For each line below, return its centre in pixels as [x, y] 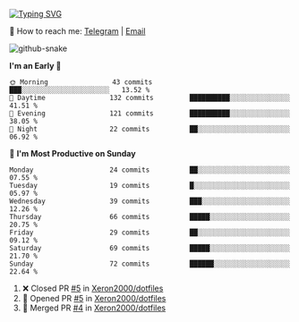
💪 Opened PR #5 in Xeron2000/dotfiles [94, 298]
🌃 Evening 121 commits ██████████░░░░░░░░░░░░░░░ [150, 114]
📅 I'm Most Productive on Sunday [73, 153]
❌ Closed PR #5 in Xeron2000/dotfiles [93, 288]
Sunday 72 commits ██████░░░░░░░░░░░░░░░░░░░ [150, 264]
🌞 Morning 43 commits [81, 82]
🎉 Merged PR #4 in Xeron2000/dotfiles [94, 308]
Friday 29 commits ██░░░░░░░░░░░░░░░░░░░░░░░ [150, 233]
